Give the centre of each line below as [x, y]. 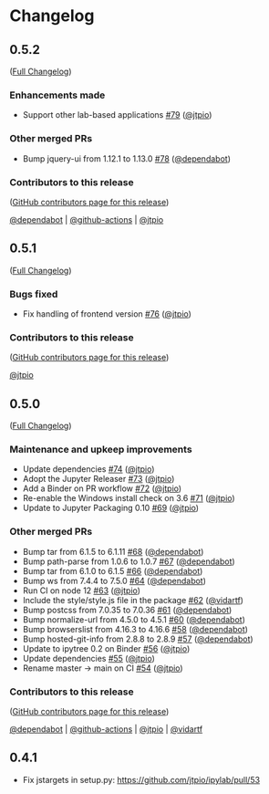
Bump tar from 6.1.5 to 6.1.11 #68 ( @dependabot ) [113, 551]
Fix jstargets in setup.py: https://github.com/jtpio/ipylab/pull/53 [141, 779]
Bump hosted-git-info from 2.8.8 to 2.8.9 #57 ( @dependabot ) [138, 639]
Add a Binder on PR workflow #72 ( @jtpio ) [102, 488]
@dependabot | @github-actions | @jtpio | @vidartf [106, 729]
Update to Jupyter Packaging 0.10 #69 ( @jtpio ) [110, 508]
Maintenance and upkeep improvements [101, 450]
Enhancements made [57, 95]
